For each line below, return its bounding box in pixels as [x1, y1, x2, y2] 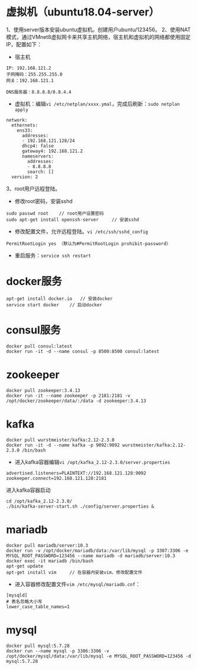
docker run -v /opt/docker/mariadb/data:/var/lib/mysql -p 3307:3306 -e [6, 547, 189, 554]
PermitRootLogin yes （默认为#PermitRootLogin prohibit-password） [6, 240, 171, 247]
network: [6, 117, 28, 123]
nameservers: [21, 153, 54, 159]
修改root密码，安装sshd [14, 197, 73, 204]
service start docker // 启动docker [6, 302, 103, 308]
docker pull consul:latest [6, 343, 73, 349]
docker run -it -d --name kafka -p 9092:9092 [6, 442, 120, 448]
